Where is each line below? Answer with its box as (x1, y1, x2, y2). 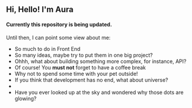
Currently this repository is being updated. (6, 20, 112, 28)
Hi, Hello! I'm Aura (6, 5, 74, 15)
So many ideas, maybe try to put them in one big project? (14, 51, 153, 58)
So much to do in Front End (14, 45, 81, 52)
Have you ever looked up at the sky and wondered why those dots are (14, 89, 184, 96)
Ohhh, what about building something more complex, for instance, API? (14, 58, 187, 65)
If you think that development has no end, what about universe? (14, 76, 169, 83)
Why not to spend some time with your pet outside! (14, 70, 138, 77)
